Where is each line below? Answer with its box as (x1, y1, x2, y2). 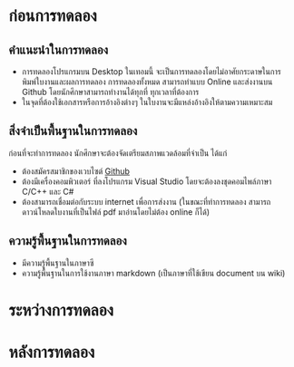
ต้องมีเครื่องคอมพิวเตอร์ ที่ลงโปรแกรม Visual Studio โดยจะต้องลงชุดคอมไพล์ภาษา (21, 176, 272, 187)
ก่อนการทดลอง (8, 5, 97, 26)
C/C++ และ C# (21, 186, 74, 197)
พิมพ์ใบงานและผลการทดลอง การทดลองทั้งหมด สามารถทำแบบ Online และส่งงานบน (21, 76, 273, 87)
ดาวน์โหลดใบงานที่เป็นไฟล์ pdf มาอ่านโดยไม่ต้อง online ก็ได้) (21, 206, 211, 217)
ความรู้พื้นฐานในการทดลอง (8, 233, 128, 249)
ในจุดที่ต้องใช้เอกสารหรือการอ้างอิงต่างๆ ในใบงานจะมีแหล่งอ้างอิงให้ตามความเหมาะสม (21, 97, 273, 107)
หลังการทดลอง (8, 342, 95, 362)
